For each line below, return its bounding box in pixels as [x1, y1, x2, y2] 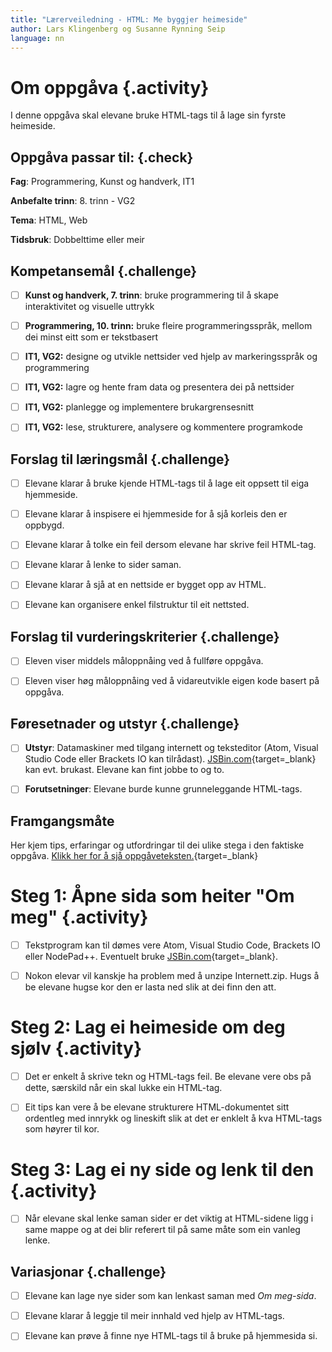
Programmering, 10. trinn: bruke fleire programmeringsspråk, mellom [24, 320, 313, 331]
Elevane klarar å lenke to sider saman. [24, 559, 182, 571]
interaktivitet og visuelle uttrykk [24, 301, 155, 312]
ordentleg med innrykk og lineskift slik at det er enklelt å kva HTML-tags [24, 1112, 323, 1125]
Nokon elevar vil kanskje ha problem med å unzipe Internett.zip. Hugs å [24, 970, 320, 982]
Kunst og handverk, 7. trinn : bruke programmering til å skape [24, 289, 279, 301]
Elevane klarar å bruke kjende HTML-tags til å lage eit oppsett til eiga [24, 477, 310, 490]
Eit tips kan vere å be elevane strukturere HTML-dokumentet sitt [24, 1101, 290, 1113]
